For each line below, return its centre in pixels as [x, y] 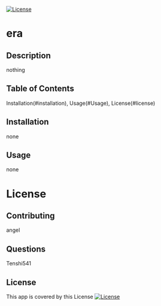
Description [28, 55]
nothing [16, 70]
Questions [26, 249]
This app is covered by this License [50, 297]
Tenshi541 [19, 263]
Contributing [31, 216]
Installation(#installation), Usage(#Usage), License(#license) [81, 103]
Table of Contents [40, 89]
